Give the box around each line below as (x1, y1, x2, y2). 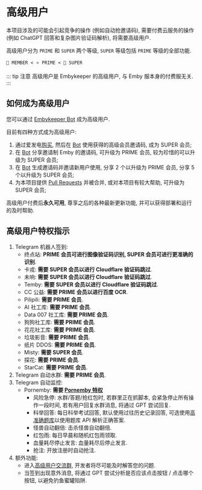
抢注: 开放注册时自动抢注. (33, 447, 96, 454)
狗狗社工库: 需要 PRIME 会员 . (24, 318, 95, 325)
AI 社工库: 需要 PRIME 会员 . (24, 303, 92, 310)
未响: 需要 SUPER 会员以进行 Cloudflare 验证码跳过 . (24, 273, 153, 280)
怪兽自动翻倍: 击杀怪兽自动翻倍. (33, 424, 112, 431)
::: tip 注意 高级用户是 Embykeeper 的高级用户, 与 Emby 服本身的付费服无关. (6, 72, 194, 80)
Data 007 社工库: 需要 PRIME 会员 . (24, 311, 109, 318)
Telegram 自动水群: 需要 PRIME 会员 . (14, 371, 106, 378)
